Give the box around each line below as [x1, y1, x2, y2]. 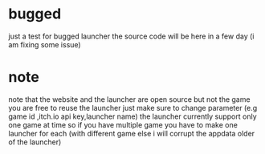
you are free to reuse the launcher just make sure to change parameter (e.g [8, 103, 258, 112]
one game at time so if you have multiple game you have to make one [8, 120, 238, 129]
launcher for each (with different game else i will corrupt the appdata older [8, 128, 255, 138]
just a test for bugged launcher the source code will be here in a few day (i [8, 31, 255, 41]
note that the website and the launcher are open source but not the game [8, 94, 251, 104]
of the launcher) [8, 137, 62, 147]
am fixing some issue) [8, 39, 82, 49]
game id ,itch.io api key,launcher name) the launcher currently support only [8, 111, 257, 121]
